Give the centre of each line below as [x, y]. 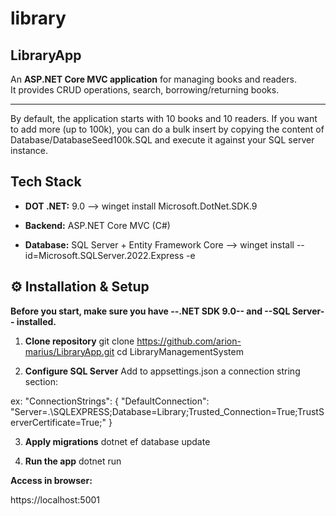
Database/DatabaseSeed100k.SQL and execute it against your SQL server [162, 140]
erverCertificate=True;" [58, 422]
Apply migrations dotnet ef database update [117, 441]
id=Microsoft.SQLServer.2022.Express [104, 255]
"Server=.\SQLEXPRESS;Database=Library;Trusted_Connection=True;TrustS [167, 411]
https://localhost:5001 [55, 499]
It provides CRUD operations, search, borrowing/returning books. [145, 90]
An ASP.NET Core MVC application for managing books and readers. [154, 79]
